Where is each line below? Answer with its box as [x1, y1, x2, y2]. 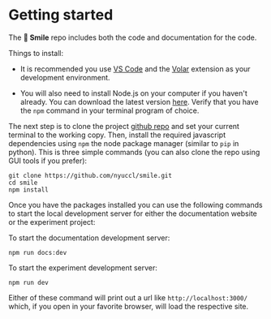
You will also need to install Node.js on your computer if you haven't [19, 88, 247, 98]
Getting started [8, 6, 114, 24]
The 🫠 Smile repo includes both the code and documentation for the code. [8, 32, 257, 42]
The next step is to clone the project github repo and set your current [8, 121, 239, 131]
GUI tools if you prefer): [8, 156, 88, 166]
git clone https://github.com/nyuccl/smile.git [8, 171, 173, 179]
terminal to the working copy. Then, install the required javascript [8, 130, 226, 140]
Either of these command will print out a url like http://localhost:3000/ [8, 292, 248, 302]
